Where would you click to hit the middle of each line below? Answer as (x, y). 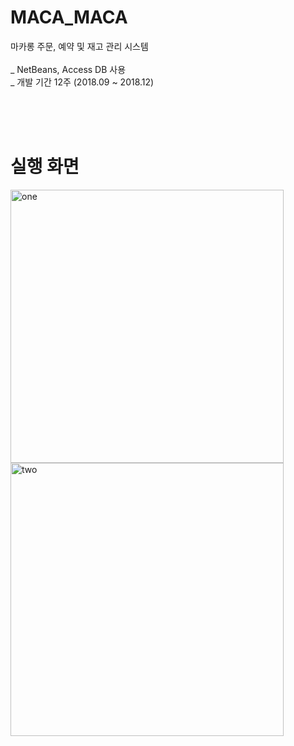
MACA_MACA (69, 17)
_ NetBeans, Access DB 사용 (68, 69)
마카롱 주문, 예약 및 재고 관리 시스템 (79, 46)
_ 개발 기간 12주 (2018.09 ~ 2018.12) (82, 82)
